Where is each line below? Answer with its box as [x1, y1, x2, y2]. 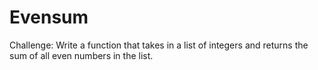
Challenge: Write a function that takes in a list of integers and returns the [9, 39, 309, 51]
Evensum [9, 6, 89, 29]
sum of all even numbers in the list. [9, 49, 154, 61]
